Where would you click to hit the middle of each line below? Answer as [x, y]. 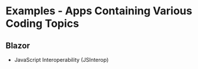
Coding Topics [42, 23]
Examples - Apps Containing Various [99, 11]
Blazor [18, 46]
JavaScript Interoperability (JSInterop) [61, 60]
